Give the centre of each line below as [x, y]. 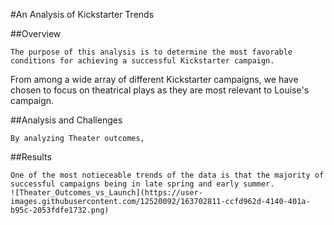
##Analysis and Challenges [66, 120]
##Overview [36, 33]
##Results [31, 157]
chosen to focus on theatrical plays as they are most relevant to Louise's [160, 90]
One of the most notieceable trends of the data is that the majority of [167, 175]
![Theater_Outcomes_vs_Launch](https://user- [106, 193]
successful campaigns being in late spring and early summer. [142, 184]
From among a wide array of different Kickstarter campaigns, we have [154, 79]
